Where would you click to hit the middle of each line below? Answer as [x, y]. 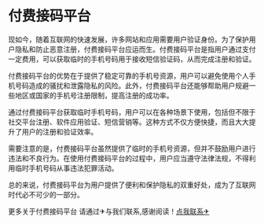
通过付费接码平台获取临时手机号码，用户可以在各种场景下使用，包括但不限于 [132, 112]
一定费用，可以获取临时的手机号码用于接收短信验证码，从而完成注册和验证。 [132, 59]
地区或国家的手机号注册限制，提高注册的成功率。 [94, 95]
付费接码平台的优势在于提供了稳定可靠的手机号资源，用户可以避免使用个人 [128, 75]
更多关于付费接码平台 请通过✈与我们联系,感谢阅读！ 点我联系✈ [109, 211]
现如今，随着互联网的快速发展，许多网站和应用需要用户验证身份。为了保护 [128, 39]
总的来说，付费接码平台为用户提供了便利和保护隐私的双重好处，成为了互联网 [132, 185]
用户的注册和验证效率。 [60, 131]
